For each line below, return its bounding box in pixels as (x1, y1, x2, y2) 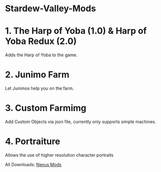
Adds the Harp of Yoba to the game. (5, 52, 78, 58)
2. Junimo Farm (5, 69, 70, 80)
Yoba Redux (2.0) (5, 36, 77, 47)
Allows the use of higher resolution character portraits (5, 152, 114, 158)
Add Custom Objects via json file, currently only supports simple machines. (5, 119, 157, 124)
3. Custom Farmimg (5, 102, 86, 114)
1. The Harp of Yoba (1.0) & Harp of (5, 25, 147, 37)
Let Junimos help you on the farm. (5, 85, 74, 91)
